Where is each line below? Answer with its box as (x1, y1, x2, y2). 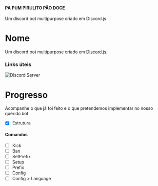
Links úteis (5, 61, 32, 68)
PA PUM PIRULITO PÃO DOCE (5, 5, 65, 11)
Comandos (5, 132, 28, 138)
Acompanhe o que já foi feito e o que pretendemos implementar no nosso (5, 105, 153, 111)
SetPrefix (12, 153, 31, 159)
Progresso (5, 89, 48, 101)
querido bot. (5, 111, 30, 117)
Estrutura (12, 120, 31, 126)
